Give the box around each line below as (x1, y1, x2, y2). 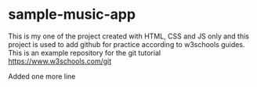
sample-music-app (8, 5, 136, 24)
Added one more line (8, 71, 76, 81)
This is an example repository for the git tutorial (8, 48, 161, 57)
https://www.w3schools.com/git (8, 56, 112, 66)
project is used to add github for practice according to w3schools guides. (8, 39, 245, 49)
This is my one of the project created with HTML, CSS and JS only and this (8, 31, 249, 41)
